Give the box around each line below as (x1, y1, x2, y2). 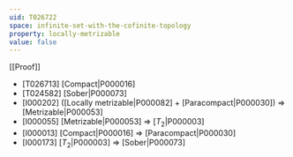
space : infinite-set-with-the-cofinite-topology (9, 21, 192, 30)
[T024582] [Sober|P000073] (21, 88, 128, 99)
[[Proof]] (9, 62, 41, 72)
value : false (9, 37, 57, 47)
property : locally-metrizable (9, 29, 121, 38)
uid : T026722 (9, 12, 57, 22)
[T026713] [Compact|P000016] (21, 78, 136, 89)
